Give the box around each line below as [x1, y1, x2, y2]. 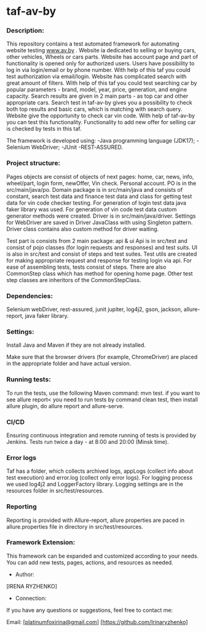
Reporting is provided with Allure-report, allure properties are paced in [6, 516, 184, 524]
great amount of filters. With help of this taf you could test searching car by [6, 79, 197, 87]
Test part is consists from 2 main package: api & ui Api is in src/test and [6, 237, 188, 244]
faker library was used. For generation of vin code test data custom [6, 205, 177, 213]
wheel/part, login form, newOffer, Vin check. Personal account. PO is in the [6, 180, 197, 187]
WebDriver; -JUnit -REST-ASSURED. [31, 143, 123, 151]
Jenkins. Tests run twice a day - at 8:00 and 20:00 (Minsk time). [6, 438, 169, 445]
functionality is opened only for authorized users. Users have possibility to [6, 60, 195, 67]
